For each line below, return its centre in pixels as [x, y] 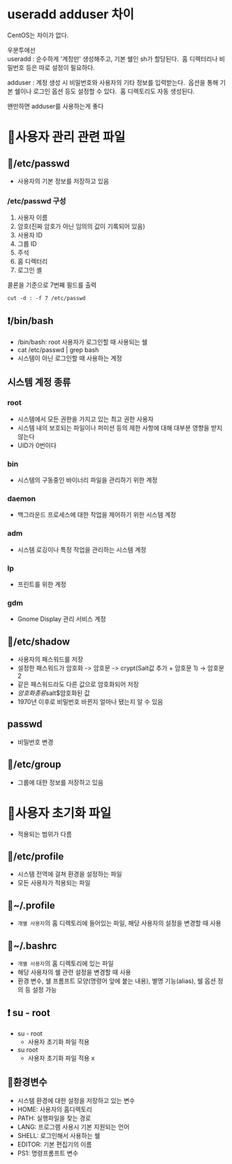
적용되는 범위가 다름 [44, 834]
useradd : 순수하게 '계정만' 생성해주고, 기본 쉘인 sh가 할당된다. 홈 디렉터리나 [113, 59]
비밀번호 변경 [35, 742]
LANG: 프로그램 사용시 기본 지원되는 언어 [73, 1127]
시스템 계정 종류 [39, 383]
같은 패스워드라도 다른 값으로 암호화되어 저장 [78, 684]
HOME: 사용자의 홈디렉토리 [55, 1109]
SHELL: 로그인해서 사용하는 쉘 [59, 1135]
